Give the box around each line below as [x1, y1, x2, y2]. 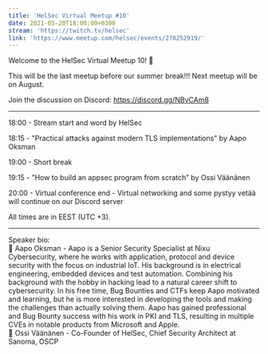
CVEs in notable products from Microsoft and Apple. [8, 320, 180, 329]
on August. [8, 80, 45, 89]
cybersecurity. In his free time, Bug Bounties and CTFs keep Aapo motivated [8, 286, 260, 296]
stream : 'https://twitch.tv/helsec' [8, 26, 130, 34]
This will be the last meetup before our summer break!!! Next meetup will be [8, 71, 258, 81]
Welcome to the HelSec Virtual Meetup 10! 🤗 [8, 56, 154, 65]
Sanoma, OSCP [8, 336, 59, 347]
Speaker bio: [8, 235, 50, 245]
